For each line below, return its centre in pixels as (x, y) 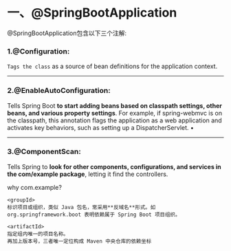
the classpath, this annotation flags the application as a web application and (114, 120)
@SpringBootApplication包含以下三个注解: (67, 33)
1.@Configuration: (38, 51)
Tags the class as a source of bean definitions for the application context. (112, 66)
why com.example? (34, 187)
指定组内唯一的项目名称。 (38, 234)
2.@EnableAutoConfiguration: (59, 91)
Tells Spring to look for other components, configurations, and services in (114, 166)
